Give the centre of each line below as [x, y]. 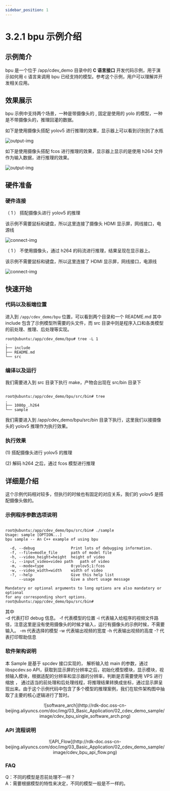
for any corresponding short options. [46, 597]
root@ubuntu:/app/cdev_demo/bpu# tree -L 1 [52, 339]
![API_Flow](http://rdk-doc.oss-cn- [85, 742]
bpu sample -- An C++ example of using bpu [52, 539]
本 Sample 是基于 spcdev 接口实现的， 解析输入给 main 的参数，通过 [77, 663]
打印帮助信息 [23, 637]
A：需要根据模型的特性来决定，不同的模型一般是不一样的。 [67, 783]
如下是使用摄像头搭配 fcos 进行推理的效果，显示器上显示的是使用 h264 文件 [84, 151]
